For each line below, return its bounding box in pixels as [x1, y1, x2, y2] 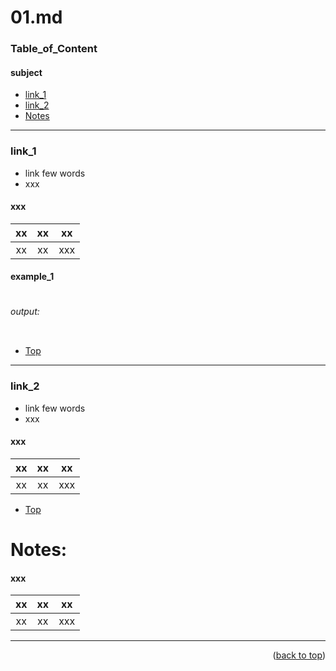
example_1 [10, 271, 55, 283]
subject [10, 66, 43, 78]
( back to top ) [272, 649, 326, 661]
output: [10, 305, 40, 317]
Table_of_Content [10, 42, 98, 56]
